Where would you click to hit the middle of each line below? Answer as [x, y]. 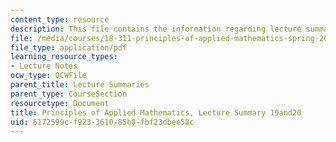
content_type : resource [60, 19]
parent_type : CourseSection [69, 94]
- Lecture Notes [44, 66]
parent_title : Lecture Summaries [80, 85]
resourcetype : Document [60, 103]
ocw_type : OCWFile [48, 76]
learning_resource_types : [64, 57]
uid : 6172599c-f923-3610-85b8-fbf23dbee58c [102, 122]
